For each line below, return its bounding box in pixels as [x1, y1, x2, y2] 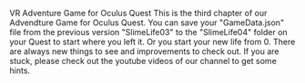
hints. [9, 65, 30, 76]
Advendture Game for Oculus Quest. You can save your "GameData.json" [9, 17, 285, 28]
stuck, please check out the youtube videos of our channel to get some [9, 56, 278, 66]
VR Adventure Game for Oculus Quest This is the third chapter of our [9, 8, 268, 18]
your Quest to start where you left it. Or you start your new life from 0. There [9, 36, 296, 47]
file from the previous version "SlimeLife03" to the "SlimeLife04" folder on [9, 27, 289, 37]
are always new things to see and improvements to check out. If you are [9, 46, 280, 57]
